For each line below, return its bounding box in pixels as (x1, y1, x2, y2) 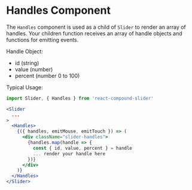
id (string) (14, 59, 39, 67)
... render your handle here (32, 150, 106, 156)
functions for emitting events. (6, 36, 79, 43)
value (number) (14, 65, 53, 73)
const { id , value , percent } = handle (32, 145, 133, 151)
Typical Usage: (6, 83, 43, 91)
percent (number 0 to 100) (14, 72, 80, 79)
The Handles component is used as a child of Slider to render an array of (6, 23, 187, 31)
